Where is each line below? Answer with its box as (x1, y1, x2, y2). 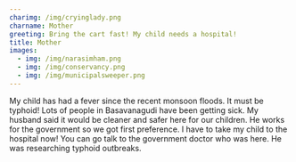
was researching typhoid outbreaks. (9, 142, 142, 153)
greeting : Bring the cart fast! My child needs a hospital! (9, 29, 238, 38)
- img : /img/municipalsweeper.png (17, 71, 145, 80)
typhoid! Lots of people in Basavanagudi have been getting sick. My (9, 104, 259, 116)
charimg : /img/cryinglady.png (9, 12, 122, 22)
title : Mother (9, 37, 62, 47)
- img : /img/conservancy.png (17, 63, 126, 72)
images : (9, 46, 38, 55)
